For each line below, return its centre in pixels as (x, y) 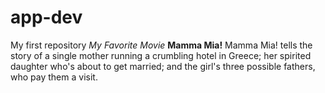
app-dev (46, 17)
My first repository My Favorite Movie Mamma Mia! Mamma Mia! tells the (161, 45)
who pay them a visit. (54, 77)
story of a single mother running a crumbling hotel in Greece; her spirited (161, 55)
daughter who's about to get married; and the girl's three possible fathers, (163, 66)
